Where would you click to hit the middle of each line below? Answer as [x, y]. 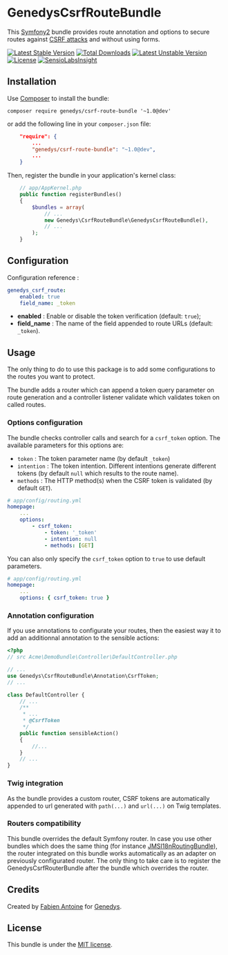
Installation [32, 82]
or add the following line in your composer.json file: [79, 124]
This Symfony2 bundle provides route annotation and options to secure [108, 32]
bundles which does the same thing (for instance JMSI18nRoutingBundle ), [112, 846]
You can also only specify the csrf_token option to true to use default [106, 558]
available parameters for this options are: [66, 445]
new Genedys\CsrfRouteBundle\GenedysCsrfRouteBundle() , [126, 220]
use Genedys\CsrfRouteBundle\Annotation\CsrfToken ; [83, 676]
